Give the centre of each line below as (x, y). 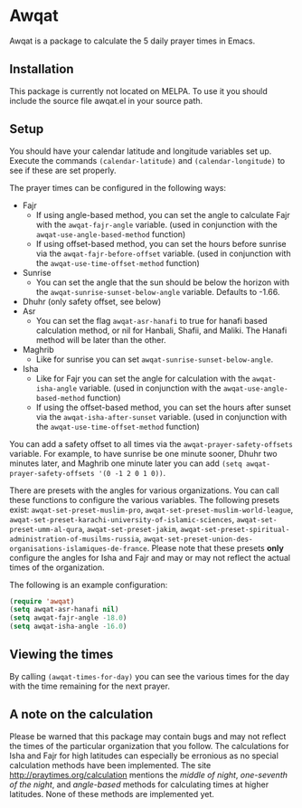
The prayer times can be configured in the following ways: (118, 187)
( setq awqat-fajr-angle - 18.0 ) (68, 618)
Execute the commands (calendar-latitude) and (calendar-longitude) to (147, 160)
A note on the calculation (81, 714)
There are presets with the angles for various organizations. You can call (144, 490)
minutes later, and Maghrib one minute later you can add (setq (126, 463)
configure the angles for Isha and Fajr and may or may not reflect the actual (150, 557)
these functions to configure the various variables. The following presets (145, 499)
